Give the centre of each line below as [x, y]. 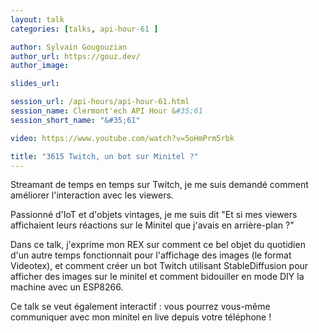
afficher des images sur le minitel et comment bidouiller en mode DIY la [157, 277]
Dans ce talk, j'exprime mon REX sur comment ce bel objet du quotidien [158, 245]
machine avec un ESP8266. [67, 287]
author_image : [40, 66]
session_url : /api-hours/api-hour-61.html [100, 102]
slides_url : [35, 84]
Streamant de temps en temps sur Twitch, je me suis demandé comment [159, 185]
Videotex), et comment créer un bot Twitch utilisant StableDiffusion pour [159, 266]
